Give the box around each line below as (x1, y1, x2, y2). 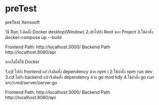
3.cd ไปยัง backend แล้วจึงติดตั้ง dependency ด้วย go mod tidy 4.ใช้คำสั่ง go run (5, 74, 154, 80)
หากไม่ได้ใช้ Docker (5, 59, 40, 65)
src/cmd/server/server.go (5, 79, 58, 85)
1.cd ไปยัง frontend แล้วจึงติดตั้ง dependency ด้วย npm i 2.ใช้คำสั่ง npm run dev (5, 69, 153, 74)
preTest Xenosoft (5, 19, 40, 25)
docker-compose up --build (5, 34, 62, 40)
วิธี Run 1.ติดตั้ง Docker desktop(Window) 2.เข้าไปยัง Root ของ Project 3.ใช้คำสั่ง (5, 29, 153, 35)
